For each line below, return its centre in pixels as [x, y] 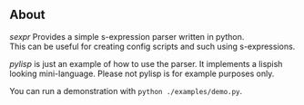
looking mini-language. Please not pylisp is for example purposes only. [142, 73]
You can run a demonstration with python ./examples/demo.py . [126, 91]
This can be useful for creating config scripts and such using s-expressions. [152, 46]
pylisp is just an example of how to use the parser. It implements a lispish [146, 63]
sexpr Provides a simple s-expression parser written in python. [127, 36]
